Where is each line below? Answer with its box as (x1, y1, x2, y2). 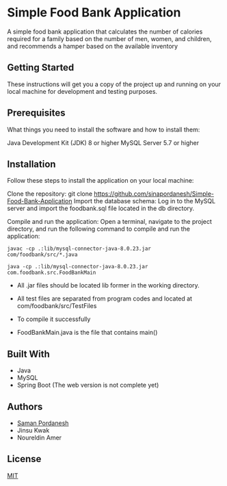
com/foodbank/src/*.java (7, 251, 78, 258)
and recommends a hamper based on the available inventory (7, 42, 178, 50)
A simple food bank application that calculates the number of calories (7, 27, 203, 36)
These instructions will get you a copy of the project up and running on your (7, 80, 221, 88)
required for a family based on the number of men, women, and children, (7, 34, 212, 42)
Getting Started (7, 62, 75, 73)
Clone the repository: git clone (7, 190, 93, 198)
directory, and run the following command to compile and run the (7, 225, 190, 233)
